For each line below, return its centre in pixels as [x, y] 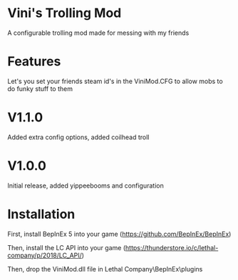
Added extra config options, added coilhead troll [78, 137]
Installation [41, 214]
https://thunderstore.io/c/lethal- [172, 247]
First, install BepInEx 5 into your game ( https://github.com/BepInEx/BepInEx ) [119, 234]
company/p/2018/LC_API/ [45, 255]
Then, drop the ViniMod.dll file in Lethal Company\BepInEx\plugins [105, 269]
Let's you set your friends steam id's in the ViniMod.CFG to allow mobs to [115, 81]
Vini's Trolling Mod [64, 13]
